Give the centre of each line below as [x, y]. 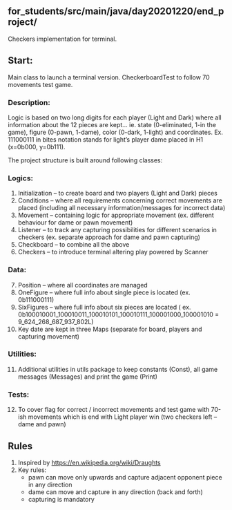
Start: [20, 60]
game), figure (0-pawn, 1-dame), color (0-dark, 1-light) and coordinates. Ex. [116, 132]
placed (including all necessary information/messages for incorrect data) [122, 208]
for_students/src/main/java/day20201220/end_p [116, 11]
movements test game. [40, 84]
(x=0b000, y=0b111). [37, 147]
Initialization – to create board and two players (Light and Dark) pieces [118, 193]
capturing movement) [49, 336]
